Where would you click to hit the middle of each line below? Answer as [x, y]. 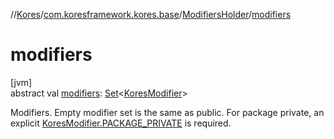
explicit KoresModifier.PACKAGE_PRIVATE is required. [121, 123]
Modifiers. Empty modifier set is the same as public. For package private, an [167, 112]
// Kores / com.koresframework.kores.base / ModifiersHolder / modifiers [151, 14]
